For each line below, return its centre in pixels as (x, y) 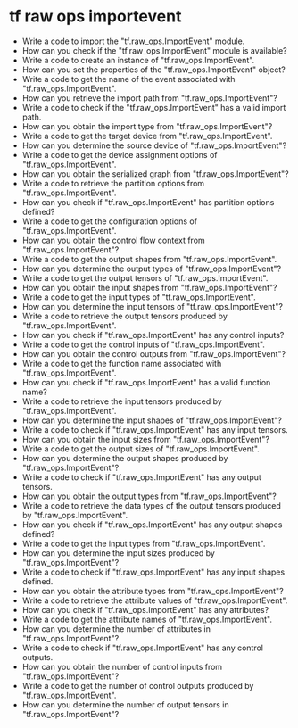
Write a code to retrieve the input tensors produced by (122, 401)
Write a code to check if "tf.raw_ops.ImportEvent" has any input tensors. (155, 429)
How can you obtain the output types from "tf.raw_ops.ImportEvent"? (149, 496)
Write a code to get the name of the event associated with (128, 79)
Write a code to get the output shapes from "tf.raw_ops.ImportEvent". (149, 259)
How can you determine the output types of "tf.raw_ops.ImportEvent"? (152, 269)
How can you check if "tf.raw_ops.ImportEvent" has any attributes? (145, 609)
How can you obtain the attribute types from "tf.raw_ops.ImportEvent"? (153, 591)
